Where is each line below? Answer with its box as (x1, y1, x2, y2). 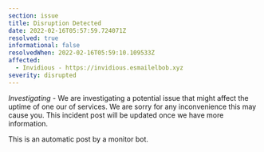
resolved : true (8, 34, 59, 42)
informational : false (8, 42, 81, 50)
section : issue (8, 11, 59, 20)
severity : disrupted (8, 71, 77, 79)
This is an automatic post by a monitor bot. (8, 134, 149, 144)
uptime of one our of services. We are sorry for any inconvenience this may (8, 102, 257, 111)
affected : (8, 57, 41, 65)
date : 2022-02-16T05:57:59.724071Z (8, 26, 127, 34)
